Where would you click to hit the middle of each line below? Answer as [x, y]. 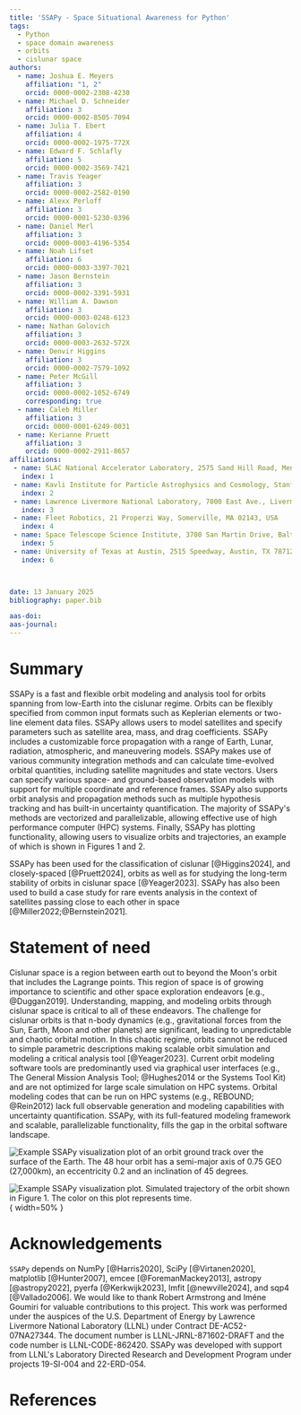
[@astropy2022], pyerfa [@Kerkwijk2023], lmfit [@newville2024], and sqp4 [149, 1288]
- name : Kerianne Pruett [64, 435]
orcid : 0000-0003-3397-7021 [77, 268]
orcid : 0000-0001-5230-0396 [77, 218]
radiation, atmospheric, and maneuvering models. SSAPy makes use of [140, 751]
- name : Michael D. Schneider [73, 101]
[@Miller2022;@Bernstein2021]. [69, 911]
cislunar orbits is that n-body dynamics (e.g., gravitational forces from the [146, 1020]
